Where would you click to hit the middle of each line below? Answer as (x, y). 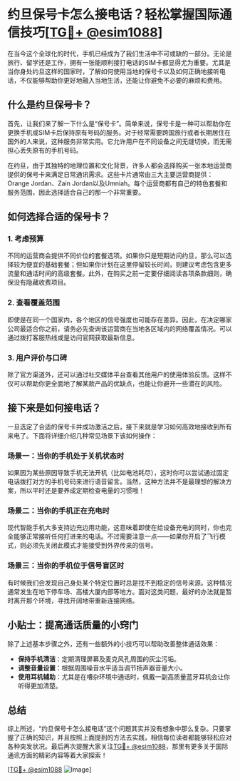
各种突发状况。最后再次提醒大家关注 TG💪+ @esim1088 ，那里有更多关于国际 (118, 747)
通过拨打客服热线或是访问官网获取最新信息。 (73, 337)
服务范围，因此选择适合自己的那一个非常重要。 (76, 192)
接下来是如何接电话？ (54, 408)
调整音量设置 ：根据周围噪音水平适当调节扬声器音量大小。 (102, 668)
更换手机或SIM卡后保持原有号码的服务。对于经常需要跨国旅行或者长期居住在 (119, 132)
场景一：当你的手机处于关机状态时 (66, 456)
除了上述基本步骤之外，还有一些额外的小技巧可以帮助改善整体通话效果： (113, 643)
